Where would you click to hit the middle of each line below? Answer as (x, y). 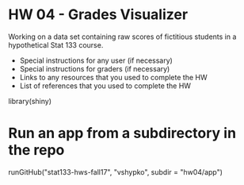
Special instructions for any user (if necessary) (96, 60)
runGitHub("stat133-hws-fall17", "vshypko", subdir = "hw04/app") (116, 172)
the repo (36, 150)
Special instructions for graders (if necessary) (95, 68)
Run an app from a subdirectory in (122, 133)
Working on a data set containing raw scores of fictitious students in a (122, 37)
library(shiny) (30, 101)
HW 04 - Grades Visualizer (98, 15)
